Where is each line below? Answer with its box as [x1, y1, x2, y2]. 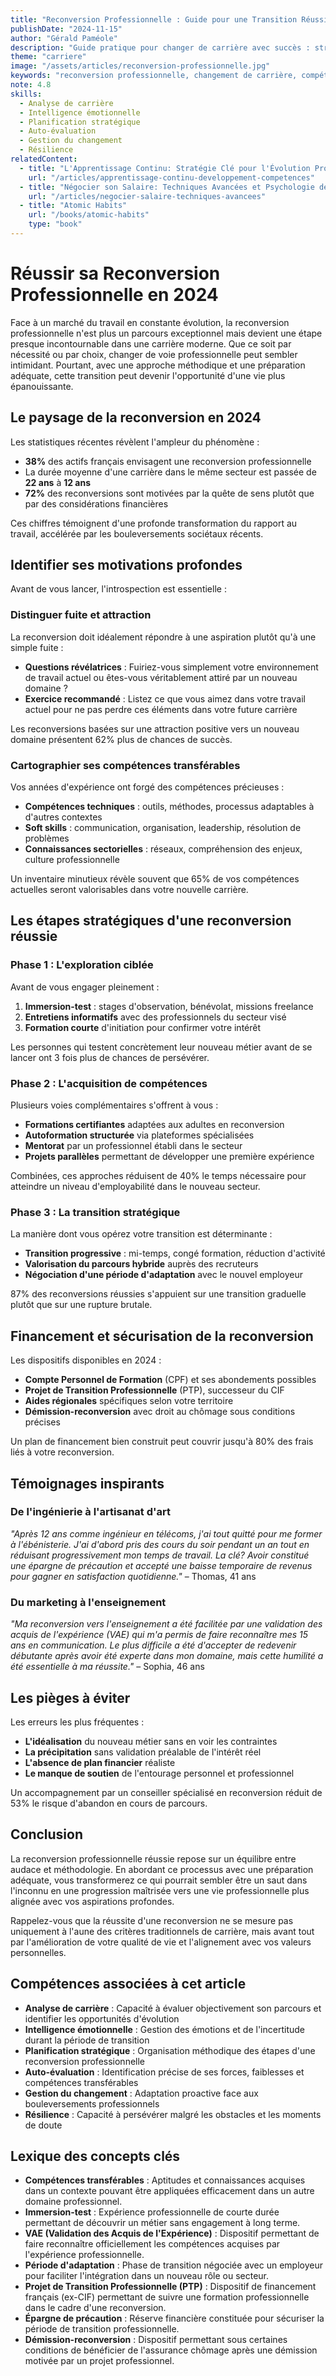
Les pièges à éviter [10, 1689, 131, 1706]
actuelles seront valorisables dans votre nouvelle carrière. [10, 884, 249, 896]
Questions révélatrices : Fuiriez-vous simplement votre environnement [24, 661, 319, 673]
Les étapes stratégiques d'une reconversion [10, 912, 292, 930]
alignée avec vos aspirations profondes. [10, 1895, 175, 1907]
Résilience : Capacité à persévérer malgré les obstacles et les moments [24, 2108, 322, 2120]
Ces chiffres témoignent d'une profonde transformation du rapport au [10, 517, 298, 529]
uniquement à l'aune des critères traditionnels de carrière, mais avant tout [10, 1925, 315, 1937]
